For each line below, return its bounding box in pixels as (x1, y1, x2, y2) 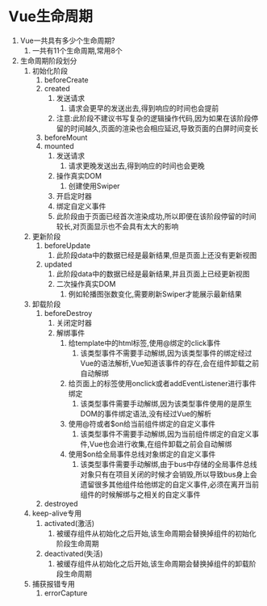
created (44, 83, 70, 93)
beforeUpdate (44, 240, 91, 250)
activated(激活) (44, 518, 95, 528)
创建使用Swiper (68, 181, 120, 191)
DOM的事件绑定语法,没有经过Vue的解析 (80, 409, 212, 419)
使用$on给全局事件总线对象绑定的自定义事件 (68, 449, 216, 459)
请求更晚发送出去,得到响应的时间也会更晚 (68, 161, 206, 170)
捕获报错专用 (31, 579, 75, 588)
